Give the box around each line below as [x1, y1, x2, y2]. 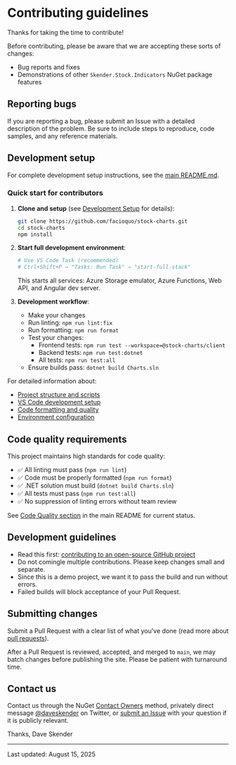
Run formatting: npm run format [27, 326, 119, 334]
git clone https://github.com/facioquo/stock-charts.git [17, 218, 188, 225]
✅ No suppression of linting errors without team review [17, 497, 177, 506]
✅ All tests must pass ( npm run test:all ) [17, 490, 136, 498]
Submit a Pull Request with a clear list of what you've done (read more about [7, 627, 229, 635]
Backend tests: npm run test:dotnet [38, 348, 143, 357]
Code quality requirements [7, 433, 127, 445]
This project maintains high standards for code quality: [7, 452, 166, 461]
